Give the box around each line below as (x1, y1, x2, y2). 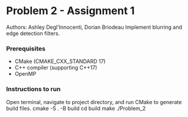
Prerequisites (6, 44, 46, 52)
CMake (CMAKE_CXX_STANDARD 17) (14, 58, 106, 65)
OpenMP (14, 71, 37, 78)
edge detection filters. (6, 29, 60, 36)
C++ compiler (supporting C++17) (14, 64, 98, 71)
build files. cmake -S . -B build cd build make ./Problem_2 (6, 105, 146, 112)
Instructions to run (6, 85, 61, 93)
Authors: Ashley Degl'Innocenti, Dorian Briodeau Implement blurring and (6, 24, 182, 31)
